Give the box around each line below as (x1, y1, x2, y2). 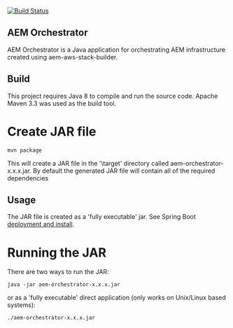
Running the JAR (7, 245, 107, 260)
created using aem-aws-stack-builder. (7, 52, 118, 61)
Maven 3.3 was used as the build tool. (7, 99, 117, 108)
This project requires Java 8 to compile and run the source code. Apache (7, 92, 218, 100)
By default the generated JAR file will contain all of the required (32, 166, 216, 175)
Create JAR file (7, 123, 97, 139)
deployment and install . (7, 220, 75, 229)
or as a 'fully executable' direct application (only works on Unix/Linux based (7, 294, 226, 302)
